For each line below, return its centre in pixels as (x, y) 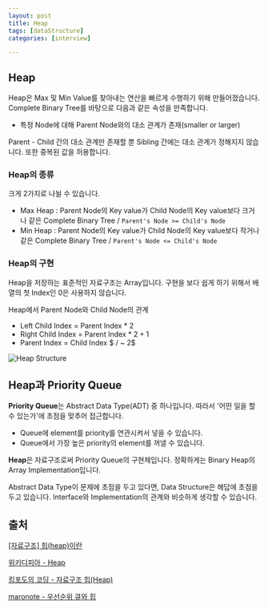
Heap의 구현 (31, 264)
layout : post (30, 16)
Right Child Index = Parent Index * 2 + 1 (84, 334)
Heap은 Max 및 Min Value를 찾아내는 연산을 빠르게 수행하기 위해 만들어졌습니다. (134, 98)
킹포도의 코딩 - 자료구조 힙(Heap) (61, 580)
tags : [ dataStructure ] (46, 30)
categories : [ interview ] (50, 38)
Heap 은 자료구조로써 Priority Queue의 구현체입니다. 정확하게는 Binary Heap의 (132, 460)
